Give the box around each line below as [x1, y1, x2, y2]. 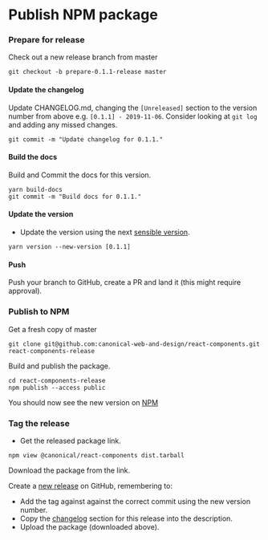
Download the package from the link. [8, 465, 131, 475]
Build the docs [8, 152, 58, 162]
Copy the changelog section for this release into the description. [19, 514, 233, 523]
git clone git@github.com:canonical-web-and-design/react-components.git [8, 339, 261, 348]
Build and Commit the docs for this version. [8, 170, 152, 180]
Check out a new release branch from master [8, 52, 158, 62]
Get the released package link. [19, 436, 122, 445]
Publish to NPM [8, 307, 70, 318]
